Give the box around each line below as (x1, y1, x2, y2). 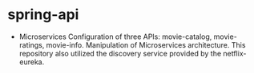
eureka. (18, 57, 45, 67)
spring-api (7, 6, 79, 24)
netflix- (223, 48, 247, 58)
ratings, (18, 40, 45, 49)
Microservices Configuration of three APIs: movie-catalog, (18, 32, 212, 41)
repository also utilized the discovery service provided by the (18, 48, 222, 58)
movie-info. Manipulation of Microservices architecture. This (46, 40, 246, 49)
